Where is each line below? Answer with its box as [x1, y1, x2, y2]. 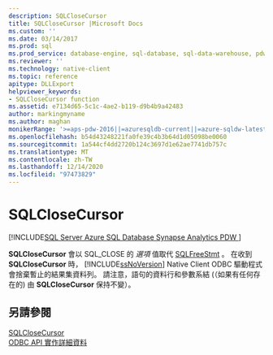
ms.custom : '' [8, 27, 57, 35]
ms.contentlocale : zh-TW [8, 155, 93, 163]
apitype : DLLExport [8, 80, 75, 88]
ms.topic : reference [8, 72, 79, 80]
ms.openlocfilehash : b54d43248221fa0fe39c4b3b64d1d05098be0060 [8, 132, 227, 141]
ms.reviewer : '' [8, 58, 63, 66]
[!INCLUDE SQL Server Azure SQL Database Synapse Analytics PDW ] [8, 232, 242, 242]
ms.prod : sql [8, 42, 53, 50]
